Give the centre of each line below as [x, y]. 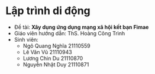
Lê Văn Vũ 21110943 [47, 52]
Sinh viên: [26, 39]
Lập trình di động [48, 11]
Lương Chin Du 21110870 [53, 58]
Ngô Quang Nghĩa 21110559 [57, 46]
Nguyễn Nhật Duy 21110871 [56, 64]
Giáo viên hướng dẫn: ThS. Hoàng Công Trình [70, 33]
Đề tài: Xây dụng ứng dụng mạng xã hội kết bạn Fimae [81, 27]
